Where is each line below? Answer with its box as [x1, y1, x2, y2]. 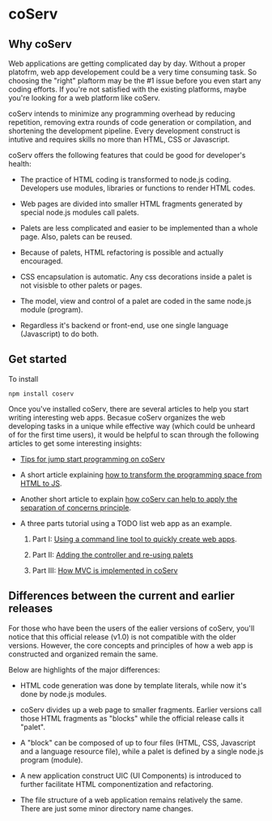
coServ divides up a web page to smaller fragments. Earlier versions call [19, 704, 261, 714]
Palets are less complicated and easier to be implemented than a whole [19, 224, 258, 233]
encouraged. [19, 256, 63, 266]
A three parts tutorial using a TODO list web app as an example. [19, 518, 232, 528]
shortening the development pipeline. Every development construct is [8, 126, 240, 135]
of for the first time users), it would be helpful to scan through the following [8, 430, 259, 439]
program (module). [19, 755, 83, 764]
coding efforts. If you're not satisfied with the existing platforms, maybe [8, 84, 247, 94]
